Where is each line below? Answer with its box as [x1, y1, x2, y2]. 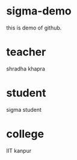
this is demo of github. [6, 24, 62, 31]
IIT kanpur [6, 147, 32, 154]
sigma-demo [6, 4, 72, 18]
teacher [6, 45, 46, 59]
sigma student [6, 106, 42, 113]
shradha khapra [6, 65, 45, 72]
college [6, 128, 44, 141]
